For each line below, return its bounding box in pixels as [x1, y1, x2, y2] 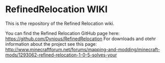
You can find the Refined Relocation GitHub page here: [5, 30, 120, 36]
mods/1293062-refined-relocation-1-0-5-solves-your [5, 52, 117, 58]
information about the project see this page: [5, 41, 97, 47]
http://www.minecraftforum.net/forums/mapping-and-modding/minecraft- [5, 46, 160, 52]
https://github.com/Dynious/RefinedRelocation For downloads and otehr [5, 36, 156, 42]
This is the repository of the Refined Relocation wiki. [5, 20, 115, 26]
